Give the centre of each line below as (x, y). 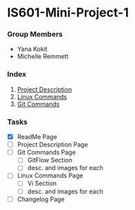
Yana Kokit (32, 49)
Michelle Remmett (43, 56)
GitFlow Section (50, 160)
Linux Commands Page (50, 176)
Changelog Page (41, 199)
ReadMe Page (37, 137)
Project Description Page (52, 145)
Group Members (35, 34)
